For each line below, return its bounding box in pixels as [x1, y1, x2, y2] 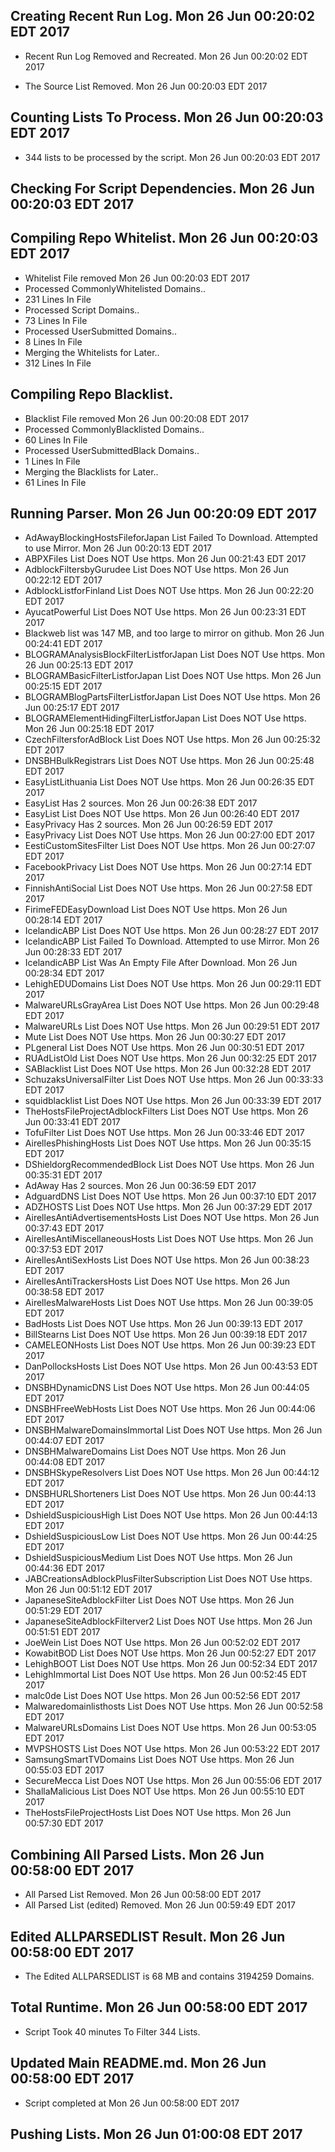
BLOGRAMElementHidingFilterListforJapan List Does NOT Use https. [24, 712, 307, 724]
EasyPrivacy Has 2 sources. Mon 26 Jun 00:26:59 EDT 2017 [24, 819, 273, 831]
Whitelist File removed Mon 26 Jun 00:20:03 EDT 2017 [24, 272, 251, 284]
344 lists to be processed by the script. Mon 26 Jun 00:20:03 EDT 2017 [24, 151, 321, 163]
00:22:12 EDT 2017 [24, 574, 103, 586]
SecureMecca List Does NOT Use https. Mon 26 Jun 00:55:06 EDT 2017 [24, 1775, 323, 1787]
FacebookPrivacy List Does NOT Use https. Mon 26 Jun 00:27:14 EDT [24, 861, 313, 873]
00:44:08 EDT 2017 [24, 1456, 106, 1468]
